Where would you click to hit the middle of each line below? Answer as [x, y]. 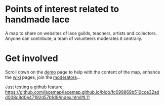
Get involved [32, 58]
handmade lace [38, 19]
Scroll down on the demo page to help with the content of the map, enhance [83, 72]
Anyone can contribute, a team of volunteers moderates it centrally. [74, 38]
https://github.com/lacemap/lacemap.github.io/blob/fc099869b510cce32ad [82, 92]
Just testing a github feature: [35, 87]
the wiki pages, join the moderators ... [43, 77]
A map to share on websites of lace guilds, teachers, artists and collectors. [81, 33]
